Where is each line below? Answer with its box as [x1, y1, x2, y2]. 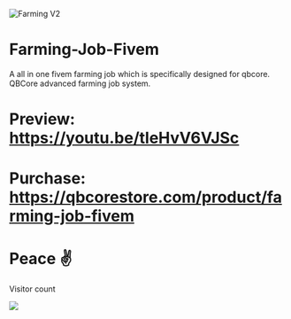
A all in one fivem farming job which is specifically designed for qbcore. [9, 68, 271, 79]
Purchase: [9, 168, 87, 189]
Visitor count [9, 284, 56, 294]
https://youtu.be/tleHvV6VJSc [9, 128, 240, 148]
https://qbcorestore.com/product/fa [9, 187, 283, 207]
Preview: [9, 109, 75, 129]
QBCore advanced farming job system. [9, 78, 151, 89]
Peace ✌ [9, 248, 73, 268]
